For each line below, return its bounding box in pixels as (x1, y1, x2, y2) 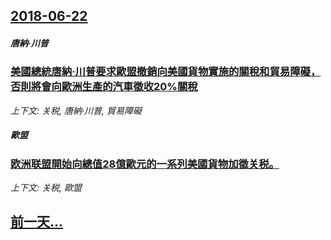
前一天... (10, 214, 64, 231)
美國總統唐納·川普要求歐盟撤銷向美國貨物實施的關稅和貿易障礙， (10, 65, 322, 79)
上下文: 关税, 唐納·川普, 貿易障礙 (10, 104, 142, 116)
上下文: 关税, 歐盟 (10, 182, 82, 194)
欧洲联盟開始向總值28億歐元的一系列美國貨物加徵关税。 (10, 157, 280, 171)
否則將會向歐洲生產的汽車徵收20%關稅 (10, 80, 198, 94)
